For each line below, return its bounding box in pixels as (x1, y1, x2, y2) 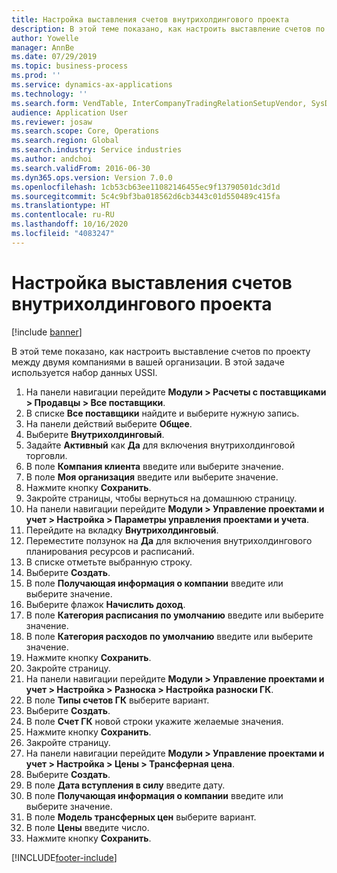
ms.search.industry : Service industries (11, 145, 183, 155)
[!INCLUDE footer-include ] (11, 851, 118, 863)
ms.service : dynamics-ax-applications (11, 80, 173, 90)
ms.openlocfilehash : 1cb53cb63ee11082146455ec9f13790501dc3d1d (11, 182, 281, 192)
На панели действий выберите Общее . (25, 417, 193, 430)
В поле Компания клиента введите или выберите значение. (25, 460, 284, 472)
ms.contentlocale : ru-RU (11, 210, 115, 220)
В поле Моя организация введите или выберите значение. (25, 471, 279, 483)
